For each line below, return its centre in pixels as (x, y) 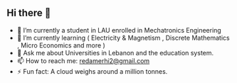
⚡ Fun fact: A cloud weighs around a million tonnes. (92, 71)
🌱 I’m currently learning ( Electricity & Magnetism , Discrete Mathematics (123, 38)
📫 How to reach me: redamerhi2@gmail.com (83, 60)
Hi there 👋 (29, 13)
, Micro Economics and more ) (61, 45)
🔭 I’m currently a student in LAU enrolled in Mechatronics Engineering (119, 30)
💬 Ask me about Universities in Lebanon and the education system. (115, 52)
